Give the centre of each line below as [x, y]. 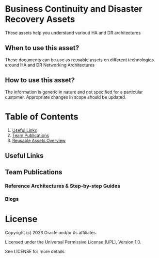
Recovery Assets [40, 19]
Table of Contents [42, 116]
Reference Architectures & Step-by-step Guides [63, 186]
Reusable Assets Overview [39, 140]
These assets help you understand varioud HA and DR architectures [73, 33]
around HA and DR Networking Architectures [50, 65]
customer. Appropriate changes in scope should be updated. [66, 97]
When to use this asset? [42, 48]
